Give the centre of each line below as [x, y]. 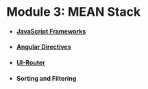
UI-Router [30, 62]
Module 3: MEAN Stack [74, 12]
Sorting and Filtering [46, 78]
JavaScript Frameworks [51, 31]
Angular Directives [44, 47]
